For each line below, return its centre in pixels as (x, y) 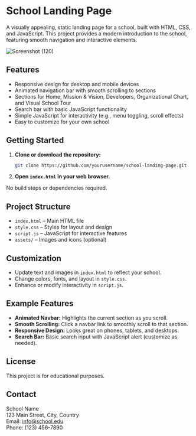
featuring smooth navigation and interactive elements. (72, 40)
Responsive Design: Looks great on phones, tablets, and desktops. (97, 330)
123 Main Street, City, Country (43, 415)
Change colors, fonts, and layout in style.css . (71, 279)
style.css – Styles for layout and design (63, 227)
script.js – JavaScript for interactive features (71, 233)
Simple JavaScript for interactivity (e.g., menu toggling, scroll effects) (99, 115)
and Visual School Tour (43, 103)
